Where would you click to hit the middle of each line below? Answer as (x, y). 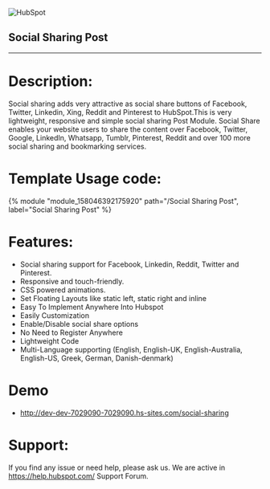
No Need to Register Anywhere (71, 332)
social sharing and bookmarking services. (78, 146)
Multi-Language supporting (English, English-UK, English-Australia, (131, 349)
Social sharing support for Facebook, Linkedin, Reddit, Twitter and (129, 264)
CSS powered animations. (63, 290)
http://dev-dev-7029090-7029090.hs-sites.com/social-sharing (124, 413)
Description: (51, 81)
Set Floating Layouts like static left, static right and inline (113, 298)
